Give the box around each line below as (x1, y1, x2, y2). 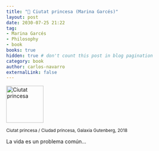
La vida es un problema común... (6, 138, 86, 145)
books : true (6, 47, 36, 53)
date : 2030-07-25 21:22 (6, 20, 66, 25)
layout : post (6, 14, 39, 20)
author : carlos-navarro (6, 63, 66, 70)
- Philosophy (6, 36, 39, 42)
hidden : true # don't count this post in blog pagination (6, 53, 153, 59)
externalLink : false (6, 69, 58, 75)
